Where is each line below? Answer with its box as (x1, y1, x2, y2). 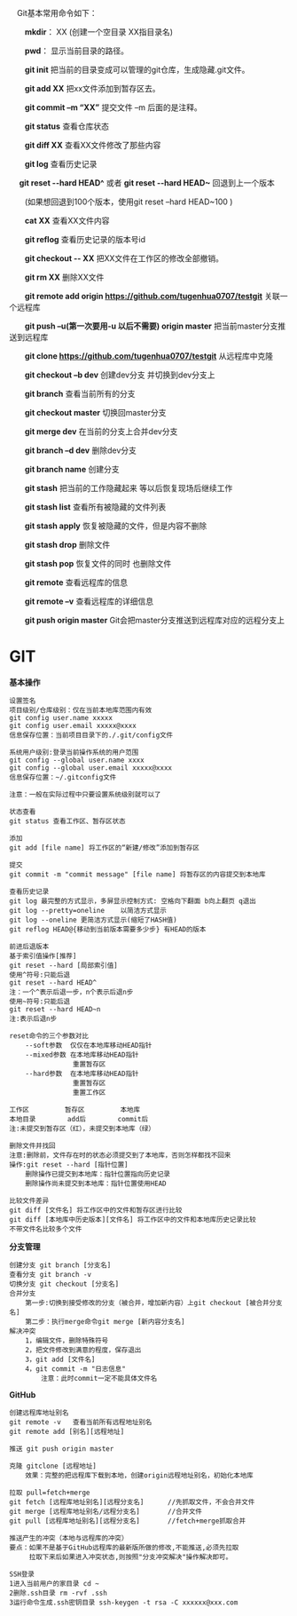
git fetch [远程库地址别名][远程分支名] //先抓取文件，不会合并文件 (9, 1497, 255, 1507)
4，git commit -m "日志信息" (25, 1364, 126, 1374)
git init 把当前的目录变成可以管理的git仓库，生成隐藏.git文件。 (25, 65, 250, 75)
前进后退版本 (9, 942, 50, 951)
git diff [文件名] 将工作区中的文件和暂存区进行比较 (9, 1206, 183, 1215)
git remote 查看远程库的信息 (25, 577, 129, 588)
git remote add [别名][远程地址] (9, 1427, 125, 1436)
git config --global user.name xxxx (9, 756, 145, 764)
